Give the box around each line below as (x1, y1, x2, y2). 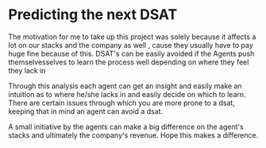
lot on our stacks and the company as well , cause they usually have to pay (8, 40, 254, 49)
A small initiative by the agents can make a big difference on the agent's (8, 122, 244, 131)
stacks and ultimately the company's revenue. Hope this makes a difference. (8, 130, 259, 140)
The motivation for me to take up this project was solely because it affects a (8, 32, 256, 41)
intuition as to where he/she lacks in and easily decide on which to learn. (8, 89, 246, 99)
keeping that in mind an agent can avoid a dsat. (8, 106, 164, 116)
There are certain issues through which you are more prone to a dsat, (8, 98, 236, 107)
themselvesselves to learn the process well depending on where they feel (8, 57, 249, 67)
